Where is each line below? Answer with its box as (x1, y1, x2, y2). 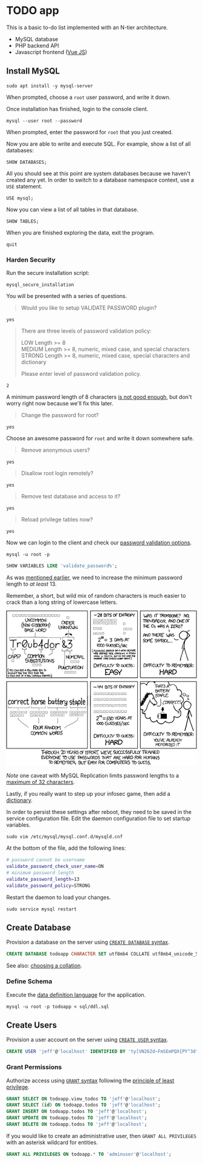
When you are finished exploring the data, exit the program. (6, 229, 155, 236)
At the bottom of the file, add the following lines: (6, 844, 126, 852)
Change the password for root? (21, 412, 99, 419)
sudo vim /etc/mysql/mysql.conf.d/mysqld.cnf (6, 834, 123, 840)
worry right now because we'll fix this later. (6, 400, 114, 407)
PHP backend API (14, 42, 59, 49)
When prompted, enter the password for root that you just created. (6, 128, 173, 135)
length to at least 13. (6, 580, 57, 588)
